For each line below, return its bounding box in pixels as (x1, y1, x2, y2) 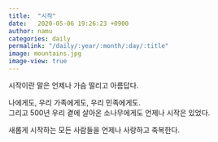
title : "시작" (8, 11, 57, 20)
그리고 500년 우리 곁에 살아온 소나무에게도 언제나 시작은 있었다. (8, 107, 211, 118)
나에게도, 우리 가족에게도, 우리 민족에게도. (8, 97, 141, 107)
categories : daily (8, 34, 71, 43)
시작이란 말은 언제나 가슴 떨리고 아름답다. (8, 80, 139, 90)
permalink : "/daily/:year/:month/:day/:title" (8, 42, 169, 50)
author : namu (8, 27, 53, 35)
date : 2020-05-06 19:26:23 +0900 (8, 19, 129, 28)
